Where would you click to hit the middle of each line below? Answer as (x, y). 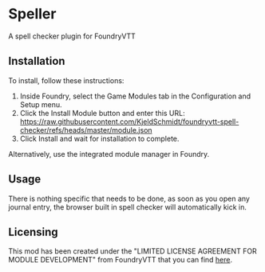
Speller (32, 14)
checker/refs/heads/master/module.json (86, 130)
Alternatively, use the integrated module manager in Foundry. (109, 154)
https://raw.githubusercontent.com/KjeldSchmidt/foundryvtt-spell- (129, 122)
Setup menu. (41, 104)
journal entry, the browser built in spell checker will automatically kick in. (128, 207)
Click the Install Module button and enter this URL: (102, 113)
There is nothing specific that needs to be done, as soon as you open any (129, 198)
